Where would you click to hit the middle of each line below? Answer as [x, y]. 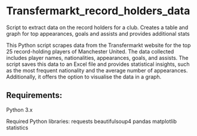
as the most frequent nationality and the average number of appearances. [97, 70]
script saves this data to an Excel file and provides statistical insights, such [98, 64]
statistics [17, 127]
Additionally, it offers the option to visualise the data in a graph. [84, 77]
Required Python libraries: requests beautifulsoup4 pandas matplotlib [92, 121]
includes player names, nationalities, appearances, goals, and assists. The [97, 58]
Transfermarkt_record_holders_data [98, 11]
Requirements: [34, 95]
